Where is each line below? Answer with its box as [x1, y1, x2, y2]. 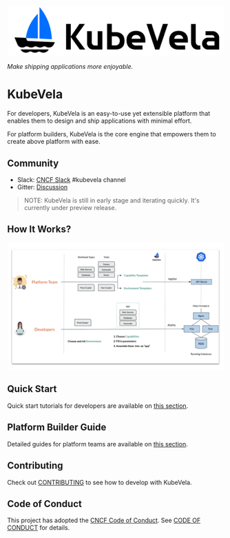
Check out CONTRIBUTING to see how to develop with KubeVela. [7, 478, 192, 486]
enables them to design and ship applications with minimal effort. [7, 116, 192, 125]
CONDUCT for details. [7, 524, 70, 532]
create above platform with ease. [7, 137, 101, 146]
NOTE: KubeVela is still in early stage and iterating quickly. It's [23, 196, 200, 205]
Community [7, 157, 59, 169]
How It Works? [7, 223, 72, 236]
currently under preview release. [23, 203, 117, 211]
